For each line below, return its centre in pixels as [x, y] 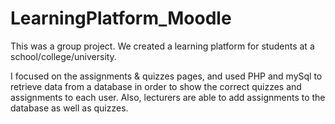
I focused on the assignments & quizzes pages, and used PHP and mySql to [166, 76]
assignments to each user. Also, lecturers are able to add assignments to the [168, 97]
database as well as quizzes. [69, 108]
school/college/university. [63, 56]
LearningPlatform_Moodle [121, 18]
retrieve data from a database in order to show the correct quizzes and [156, 86]
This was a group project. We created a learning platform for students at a [162, 46]
